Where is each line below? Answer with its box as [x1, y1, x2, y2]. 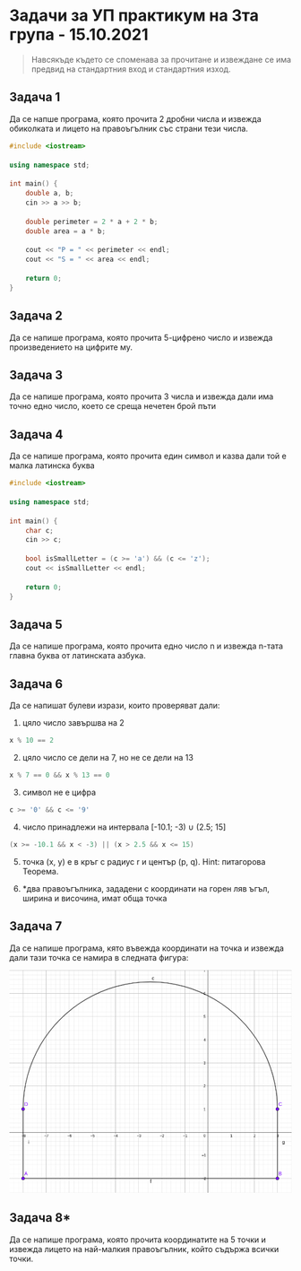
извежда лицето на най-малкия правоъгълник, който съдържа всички [9, 1243, 279, 1254]
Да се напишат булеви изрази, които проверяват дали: [9, 701, 220, 711]
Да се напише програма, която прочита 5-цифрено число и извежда [9, 332, 273, 343]
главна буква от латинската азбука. [9, 650, 146, 661]
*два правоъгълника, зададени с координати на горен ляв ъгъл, [21, 883, 271, 893]
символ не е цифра [21, 787, 97, 797]
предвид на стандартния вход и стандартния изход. [30, 64, 231, 74]
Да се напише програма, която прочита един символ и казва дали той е [9, 450, 287, 462]
